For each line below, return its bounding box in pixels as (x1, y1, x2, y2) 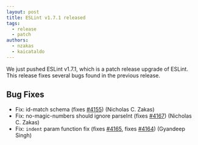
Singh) (15, 132, 32, 139)
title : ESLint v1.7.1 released (6, 15, 86, 21)
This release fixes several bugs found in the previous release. (6, 71, 160, 79)
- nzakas (12, 43, 34, 49)
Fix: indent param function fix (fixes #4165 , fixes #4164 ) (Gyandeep (15, 125, 186, 132)
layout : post (6, 9, 40, 15)
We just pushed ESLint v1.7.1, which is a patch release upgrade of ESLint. (6, 65, 189, 72)
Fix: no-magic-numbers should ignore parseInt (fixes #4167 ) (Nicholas (15, 112, 192, 119)
